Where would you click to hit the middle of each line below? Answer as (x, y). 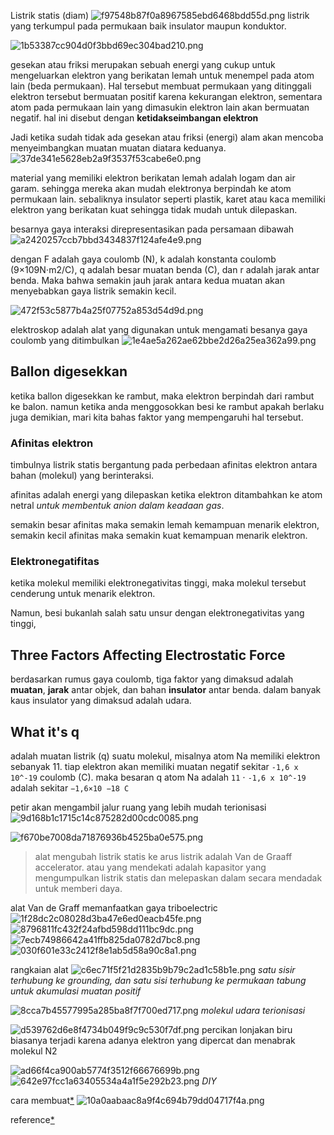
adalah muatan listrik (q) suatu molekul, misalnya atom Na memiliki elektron (165, 756)
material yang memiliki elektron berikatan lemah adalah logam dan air (153, 178)
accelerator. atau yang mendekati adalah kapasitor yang (150, 867)
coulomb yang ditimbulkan (65, 340)
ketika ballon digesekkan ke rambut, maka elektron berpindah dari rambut (162, 396)
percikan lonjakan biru (247, 1030)
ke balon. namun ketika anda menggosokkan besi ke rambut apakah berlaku (167, 406)
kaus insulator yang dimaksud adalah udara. (101, 701)
